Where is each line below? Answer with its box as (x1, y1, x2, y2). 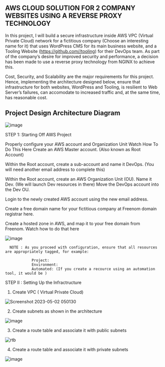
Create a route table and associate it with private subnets (12, 346, 129, 352)
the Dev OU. (5, 186, 30, 192)
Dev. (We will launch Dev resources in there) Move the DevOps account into (5, 181, 159, 187)
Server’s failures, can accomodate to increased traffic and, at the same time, (5, 89, 160, 95)
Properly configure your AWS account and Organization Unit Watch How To (5, 141, 159, 147)
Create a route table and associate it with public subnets (12, 327, 127, 333)
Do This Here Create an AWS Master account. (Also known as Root (5, 146, 141, 152)
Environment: (31, 262, 58, 267)
